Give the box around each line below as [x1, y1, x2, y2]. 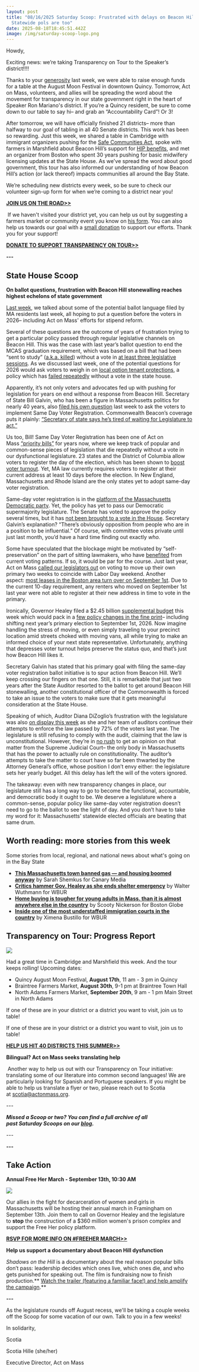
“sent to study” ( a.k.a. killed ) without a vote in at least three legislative [6, 353, 176, 361]
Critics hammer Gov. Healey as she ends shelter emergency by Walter [14, 882, 191, 889]
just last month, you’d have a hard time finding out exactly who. [6, 533, 161, 540]
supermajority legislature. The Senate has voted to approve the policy [6, 508, 176, 515]
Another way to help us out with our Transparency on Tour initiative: [7, 1065, 174, 1072]
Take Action [6, 1160, 52, 1170]
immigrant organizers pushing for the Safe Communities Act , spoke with [6, 139, 182, 146]
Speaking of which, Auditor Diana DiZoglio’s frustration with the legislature [6, 712, 188, 719]
